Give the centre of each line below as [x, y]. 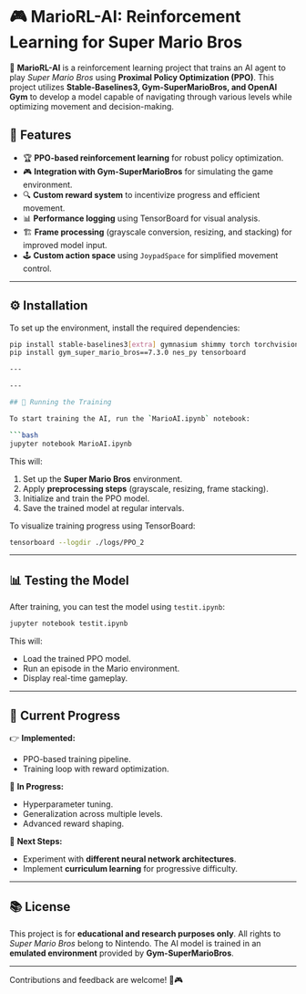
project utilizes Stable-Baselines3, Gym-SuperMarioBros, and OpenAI [143, 87]
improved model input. [65, 245]
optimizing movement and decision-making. [92, 106]
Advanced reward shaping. [73, 823]
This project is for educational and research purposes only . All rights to [145, 933]
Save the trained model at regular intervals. [103, 507]
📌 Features [41, 136]
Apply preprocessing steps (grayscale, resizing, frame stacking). [145, 488]
